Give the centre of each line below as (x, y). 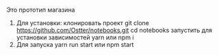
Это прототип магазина (41, 10)
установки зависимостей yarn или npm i (75, 37)
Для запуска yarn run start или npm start (75, 44)
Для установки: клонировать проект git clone (83, 23)
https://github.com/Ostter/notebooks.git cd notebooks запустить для (114, 30)
